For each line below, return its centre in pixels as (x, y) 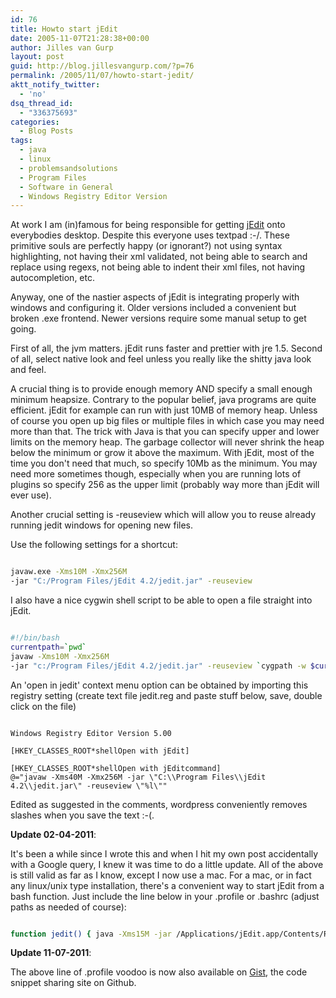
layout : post (37, 57)
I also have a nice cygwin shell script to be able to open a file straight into (161, 600)
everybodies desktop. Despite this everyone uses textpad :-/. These (150, 235)
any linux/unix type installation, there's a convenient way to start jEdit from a (167, 885)
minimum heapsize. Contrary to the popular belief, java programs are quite (163, 400)
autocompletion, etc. (53, 278)
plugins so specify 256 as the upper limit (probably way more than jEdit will (165, 485)
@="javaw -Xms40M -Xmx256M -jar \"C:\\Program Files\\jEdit (138, 777)
